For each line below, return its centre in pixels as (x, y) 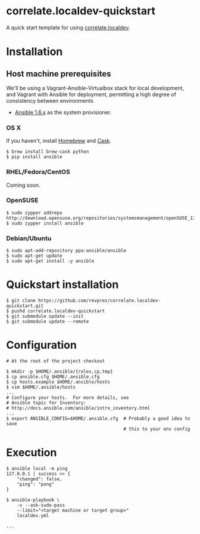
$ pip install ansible (34, 157)
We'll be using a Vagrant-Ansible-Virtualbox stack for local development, (95, 88)
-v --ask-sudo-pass (41, 505)
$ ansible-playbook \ (33, 500)
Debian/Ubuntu (29, 238)
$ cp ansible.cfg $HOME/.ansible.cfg (53, 377)
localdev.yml (33, 515)
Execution (32, 453)
